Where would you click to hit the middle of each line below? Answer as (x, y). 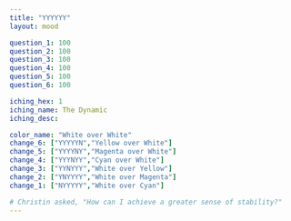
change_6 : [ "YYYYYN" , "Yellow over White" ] (91, 143)
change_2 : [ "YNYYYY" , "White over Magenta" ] (93, 177)
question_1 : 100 (40, 43)
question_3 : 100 (40, 60)
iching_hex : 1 (36, 101)
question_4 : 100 (40, 68)
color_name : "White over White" (70, 135)
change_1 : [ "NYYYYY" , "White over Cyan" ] (87, 186)
